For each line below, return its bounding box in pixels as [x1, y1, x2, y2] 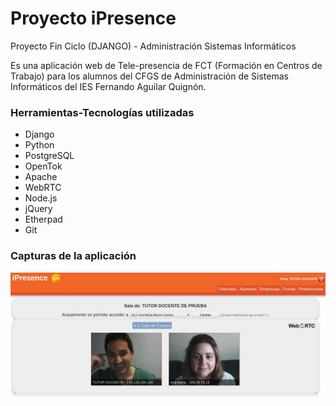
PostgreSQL [24, 150, 75, 162]
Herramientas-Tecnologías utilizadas [10, 105, 195, 119]
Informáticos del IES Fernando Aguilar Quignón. [10, 80, 207, 92]
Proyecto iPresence [10, 7, 177, 30]
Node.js [24, 192, 58, 204]
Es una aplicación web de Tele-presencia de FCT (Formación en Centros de [10, 59, 323, 71]
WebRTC [24, 182, 62, 194]
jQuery [24, 203, 53, 215]
